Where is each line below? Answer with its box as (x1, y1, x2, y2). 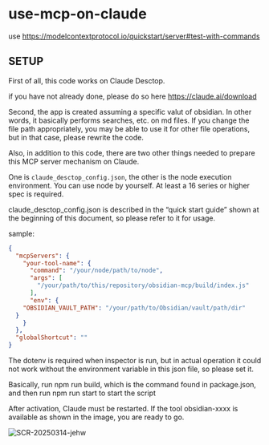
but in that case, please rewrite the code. (8, 132, 145, 142)
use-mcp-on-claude (8, 5, 147, 23)
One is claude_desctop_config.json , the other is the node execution (8, 172, 232, 181)
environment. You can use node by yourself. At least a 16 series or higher (8, 180, 251, 190)
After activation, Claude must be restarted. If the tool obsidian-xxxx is (8, 404, 238, 413)
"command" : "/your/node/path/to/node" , (29, 266, 163, 275)
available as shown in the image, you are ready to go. (8, 412, 185, 422)
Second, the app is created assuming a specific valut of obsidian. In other (8, 107, 252, 116)
